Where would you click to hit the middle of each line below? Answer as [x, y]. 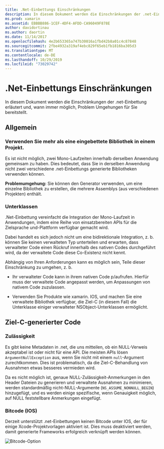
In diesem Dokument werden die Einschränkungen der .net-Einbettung [76, 102]
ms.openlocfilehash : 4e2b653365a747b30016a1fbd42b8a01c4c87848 [71, 42]
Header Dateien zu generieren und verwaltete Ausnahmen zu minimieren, [79, 382]
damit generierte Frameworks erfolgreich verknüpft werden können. [73, 432]
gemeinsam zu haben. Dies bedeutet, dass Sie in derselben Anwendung [77, 163]
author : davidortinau [27, 28]
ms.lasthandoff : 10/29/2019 [34, 60]
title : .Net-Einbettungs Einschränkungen [48, 10]
